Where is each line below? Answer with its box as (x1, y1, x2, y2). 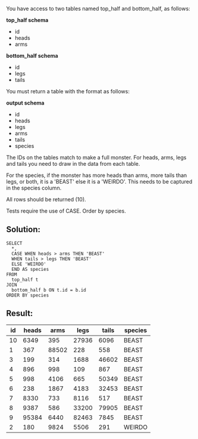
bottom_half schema (6, 52, 58, 59)
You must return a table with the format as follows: (6, 88, 130, 94)
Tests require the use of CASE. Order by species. (6, 207, 126, 214)
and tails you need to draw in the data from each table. (6, 160, 140, 167)
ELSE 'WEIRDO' (11, 261, 46, 267)
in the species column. (6, 184, 62, 191)
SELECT (6, 240, 23, 246)
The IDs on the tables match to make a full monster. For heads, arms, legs (6, 154, 187, 161)
